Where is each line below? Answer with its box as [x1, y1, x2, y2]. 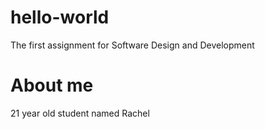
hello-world [10, 6, 110, 29]
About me [10, 74, 94, 97]
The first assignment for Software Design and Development [10, 39, 255, 51]
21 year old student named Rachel [10, 107, 150, 119]
